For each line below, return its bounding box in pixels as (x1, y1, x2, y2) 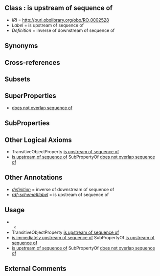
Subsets (4, 75, 30, 83)
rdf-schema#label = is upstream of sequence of (11, 192, 109, 197)
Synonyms (4, 42, 38, 50)
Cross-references (4, 58, 61, 67)
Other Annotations (4, 173, 63, 182)
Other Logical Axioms (4, 136, 72, 144)
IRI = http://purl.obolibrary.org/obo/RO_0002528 (11, 17, 109, 23)
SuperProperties (4, 92, 57, 100)
